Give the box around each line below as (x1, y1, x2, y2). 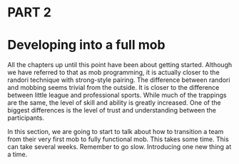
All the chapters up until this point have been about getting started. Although (7, 61, 233, 69)
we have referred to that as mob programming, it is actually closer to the (7, 68, 220, 77)
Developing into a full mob (7, 37, 166, 53)
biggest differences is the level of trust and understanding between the (7, 106, 216, 115)
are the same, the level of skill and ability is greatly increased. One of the (7, 98, 221, 107)
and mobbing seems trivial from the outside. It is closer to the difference (7, 83, 220, 92)
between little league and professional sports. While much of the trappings (7, 91, 227, 100)
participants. (7, 113, 45, 122)
